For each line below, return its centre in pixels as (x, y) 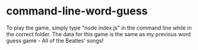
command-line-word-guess (77, 11)
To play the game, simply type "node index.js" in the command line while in (99, 28)
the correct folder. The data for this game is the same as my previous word (98, 34)
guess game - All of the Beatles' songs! (55, 40)
